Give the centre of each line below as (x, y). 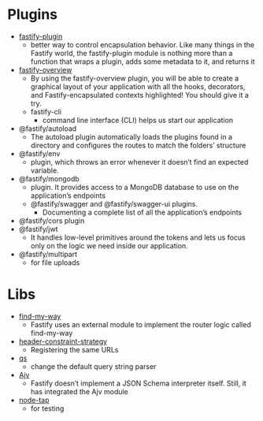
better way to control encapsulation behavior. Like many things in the (143, 44)
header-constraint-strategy (63, 341)
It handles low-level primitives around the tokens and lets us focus (138, 237)
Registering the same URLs (74, 349)
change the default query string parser (93, 366)
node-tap (34, 400)
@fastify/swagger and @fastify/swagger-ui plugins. (114, 203)
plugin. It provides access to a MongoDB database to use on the (135, 187)
